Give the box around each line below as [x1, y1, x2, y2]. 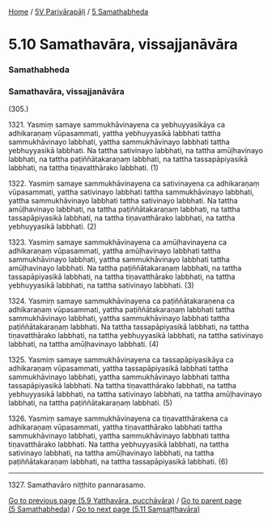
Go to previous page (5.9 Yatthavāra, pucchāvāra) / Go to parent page [8, 496, 242, 506]
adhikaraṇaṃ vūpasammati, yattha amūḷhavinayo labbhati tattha [8, 246, 221, 256]
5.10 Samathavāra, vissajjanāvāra [8, 36, 238, 53]
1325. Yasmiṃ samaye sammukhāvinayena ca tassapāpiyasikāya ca [8, 355, 234, 365]
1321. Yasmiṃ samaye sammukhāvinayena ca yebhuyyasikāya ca [8, 120, 225, 130]
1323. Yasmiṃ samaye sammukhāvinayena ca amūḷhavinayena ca [8, 237, 227, 247]
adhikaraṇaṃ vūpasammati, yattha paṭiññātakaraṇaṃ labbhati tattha [8, 305, 236, 314]
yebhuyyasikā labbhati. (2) [8, 222, 97, 232]
